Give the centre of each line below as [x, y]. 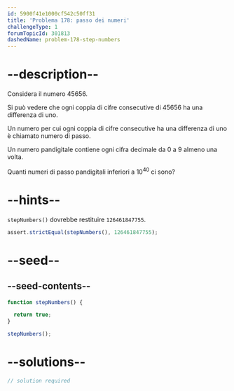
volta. [15, 157]
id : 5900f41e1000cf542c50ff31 [51, 14]
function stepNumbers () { [45, 302]
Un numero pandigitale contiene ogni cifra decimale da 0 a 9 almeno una [112, 150]
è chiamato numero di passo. [49, 136]
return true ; [33, 315]
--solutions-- [47, 362]
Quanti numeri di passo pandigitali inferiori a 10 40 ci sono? [91, 171]
